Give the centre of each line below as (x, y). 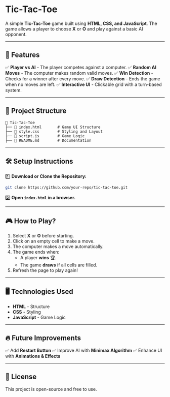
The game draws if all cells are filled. (59, 265)
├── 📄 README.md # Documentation (49, 140)
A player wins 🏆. (38, 258)
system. (13, 90)
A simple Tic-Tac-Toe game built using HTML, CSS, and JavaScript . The (81, 23)
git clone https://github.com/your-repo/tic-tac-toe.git (67, 188)
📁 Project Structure (36, 111)
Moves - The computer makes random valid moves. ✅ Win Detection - (79, 73)
